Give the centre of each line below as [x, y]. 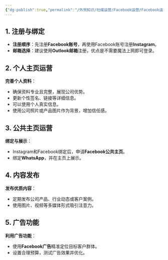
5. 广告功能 [22, 223]
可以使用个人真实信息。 [37, 104]
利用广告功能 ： [21, 235]
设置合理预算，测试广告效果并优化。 [50, 252]
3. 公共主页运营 [29, 128]
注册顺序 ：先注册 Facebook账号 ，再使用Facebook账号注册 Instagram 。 [86, 44]
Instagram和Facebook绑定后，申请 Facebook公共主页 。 [70, 152]
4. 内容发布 [22, 175]
